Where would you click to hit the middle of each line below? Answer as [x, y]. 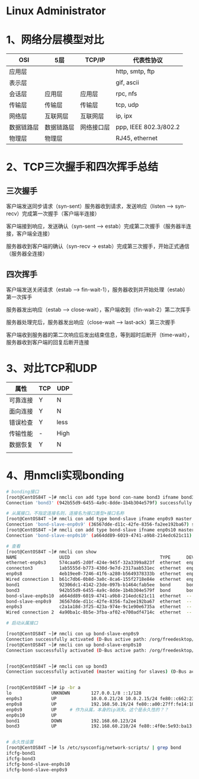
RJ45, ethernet [137, 138]
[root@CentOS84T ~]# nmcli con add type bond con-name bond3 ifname [92, 497]
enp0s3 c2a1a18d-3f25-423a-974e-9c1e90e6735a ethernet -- [99, 607]
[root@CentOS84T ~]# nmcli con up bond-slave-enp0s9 [73, 634]
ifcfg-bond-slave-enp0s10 [38, 764]
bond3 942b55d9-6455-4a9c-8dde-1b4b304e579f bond [88, 590]
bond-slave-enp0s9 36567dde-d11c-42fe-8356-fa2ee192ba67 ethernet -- [99, 601]
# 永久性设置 [20, 742]
